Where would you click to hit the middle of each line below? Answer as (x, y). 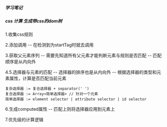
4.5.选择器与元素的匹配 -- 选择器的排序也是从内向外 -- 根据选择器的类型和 (81, 72)
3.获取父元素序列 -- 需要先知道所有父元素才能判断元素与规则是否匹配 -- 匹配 (83, 56)
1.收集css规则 (19, 34)
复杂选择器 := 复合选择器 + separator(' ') (47, 89)
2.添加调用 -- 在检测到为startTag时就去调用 (49, 45)
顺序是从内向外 (20, 62)
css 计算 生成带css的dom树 (34, 21)
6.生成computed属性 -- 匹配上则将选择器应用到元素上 (60, 109)
